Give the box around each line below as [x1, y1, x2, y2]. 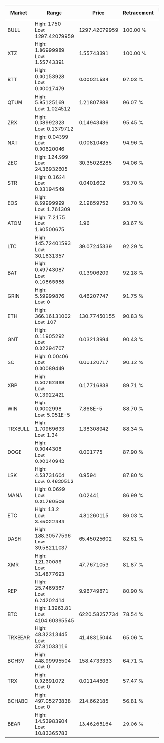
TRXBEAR [7, 634, 30, 641]
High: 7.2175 [34, 214, 65, 221]
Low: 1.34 [34, 432, 58, 438]
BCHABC [7, 698, 28, 704]
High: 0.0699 [34, 486, 65, 492]
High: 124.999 [34, 154, 69, 160]
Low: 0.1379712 [34, 125, 74, 132]
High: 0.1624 [34, 174, 65, 180]
